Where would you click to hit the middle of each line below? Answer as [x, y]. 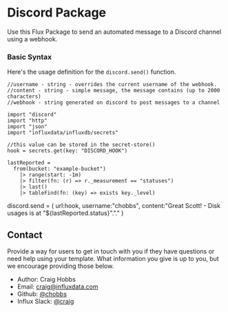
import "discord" [32, 115]
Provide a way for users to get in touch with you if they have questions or [111, 251]
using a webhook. [32, 39]
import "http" [28, 121]
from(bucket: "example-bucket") [60, 169]
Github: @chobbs [42, 294]
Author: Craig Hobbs [46, 280]
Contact [25, 235]
